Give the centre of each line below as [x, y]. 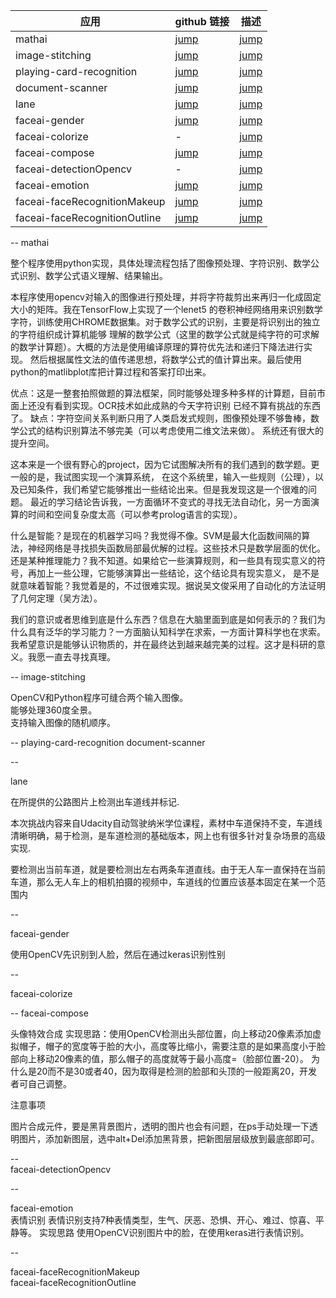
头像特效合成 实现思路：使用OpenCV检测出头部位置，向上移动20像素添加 [161, 1033]
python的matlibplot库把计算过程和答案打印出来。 [111, 372]
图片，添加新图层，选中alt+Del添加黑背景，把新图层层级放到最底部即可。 [169, 1138]
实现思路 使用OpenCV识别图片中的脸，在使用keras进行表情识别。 [174, 1232]
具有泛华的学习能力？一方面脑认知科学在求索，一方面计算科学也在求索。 [176, 632]
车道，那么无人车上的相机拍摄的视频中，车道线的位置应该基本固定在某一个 [163, 882]
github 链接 [202, 21]
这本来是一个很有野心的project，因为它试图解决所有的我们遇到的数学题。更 [165, 464]
